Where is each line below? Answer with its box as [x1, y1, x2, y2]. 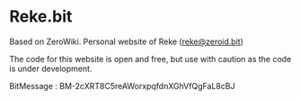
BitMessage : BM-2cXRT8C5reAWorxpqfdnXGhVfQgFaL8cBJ [9, 80, 235, 91]
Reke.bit [9, 6, 73, 27]
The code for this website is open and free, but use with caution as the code [9, 53, 292, 64]
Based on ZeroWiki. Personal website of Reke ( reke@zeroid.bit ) [9, 36, 244, 47]
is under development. [9, 63, 93, 74]
